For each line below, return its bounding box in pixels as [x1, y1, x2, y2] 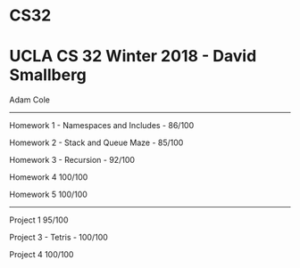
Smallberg [9, 65, 87, 85]
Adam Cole [9, 94, 51, 105]
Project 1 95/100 [9, 215, 69, 225]
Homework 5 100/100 [9, 189, 87, 200]
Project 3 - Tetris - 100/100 [9, 232, 109, 243]
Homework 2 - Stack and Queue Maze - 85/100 [9, 137, 184, 148]
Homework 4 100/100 [9, 172, 88, 183]
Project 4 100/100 [9, 249, 74, 260]
